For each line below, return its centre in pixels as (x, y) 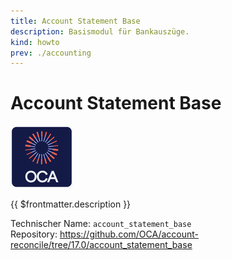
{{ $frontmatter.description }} (71, 204)
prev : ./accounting (51, 53)
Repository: (34, 234)
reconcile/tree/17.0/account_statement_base (101, 245)
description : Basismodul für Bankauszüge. (100, 31)
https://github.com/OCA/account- (129, 234)
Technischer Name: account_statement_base (101, 224)
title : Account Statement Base (75, 21)
